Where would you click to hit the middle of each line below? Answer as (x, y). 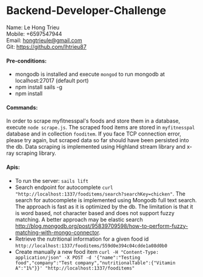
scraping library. (36, 153)
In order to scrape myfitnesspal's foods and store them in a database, (93, 121)
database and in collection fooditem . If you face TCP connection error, (94, 134)
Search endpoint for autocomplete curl (64, 187)
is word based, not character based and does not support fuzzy (95, 213)
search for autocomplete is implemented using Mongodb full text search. (106, 200)
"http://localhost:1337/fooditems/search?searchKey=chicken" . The (100, 193)
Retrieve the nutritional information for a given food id (82, 239)
